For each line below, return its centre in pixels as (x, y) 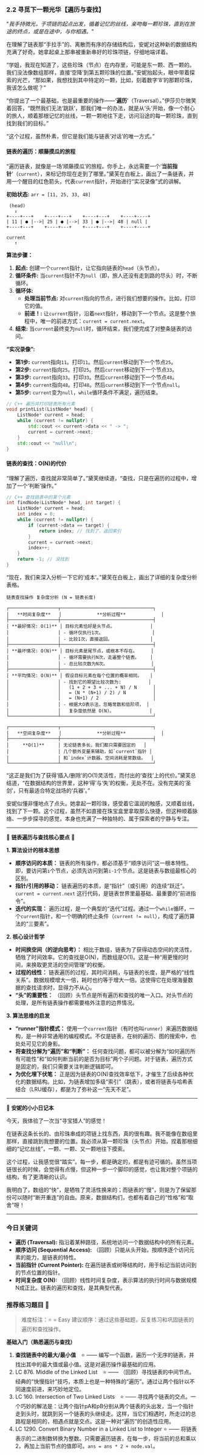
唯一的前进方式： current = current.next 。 (94, 321)
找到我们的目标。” (28, 123)
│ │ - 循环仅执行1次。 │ (81, 633)
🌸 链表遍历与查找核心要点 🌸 (41, 837)
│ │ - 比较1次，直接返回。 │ (80, 639)
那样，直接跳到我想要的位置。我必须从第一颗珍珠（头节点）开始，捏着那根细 (102, 1141)
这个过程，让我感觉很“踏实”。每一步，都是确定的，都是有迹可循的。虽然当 (99, 1162)
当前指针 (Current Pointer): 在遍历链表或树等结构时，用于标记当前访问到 (106, 1265)
